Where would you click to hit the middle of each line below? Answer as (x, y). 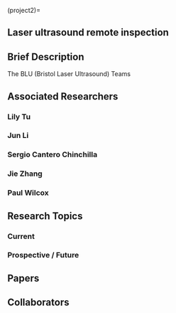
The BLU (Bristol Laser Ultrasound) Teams (69, 74)
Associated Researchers (63, 96)
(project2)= (24, 10)
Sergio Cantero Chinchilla (53, 154)
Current (21, 236)
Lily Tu (19, 117)
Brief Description (46, 57)
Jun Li (18, 136)
